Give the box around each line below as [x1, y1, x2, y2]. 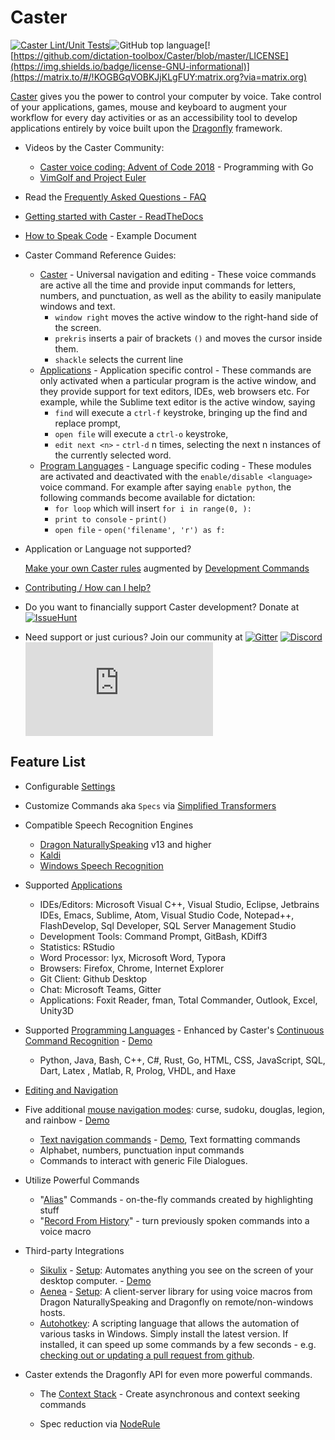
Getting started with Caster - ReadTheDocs [24, 210, 204, 222]
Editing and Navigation [24, 1084, 119, 1096]
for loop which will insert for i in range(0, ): [54, 502, 252, 514]
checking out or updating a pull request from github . [39, 1349, 255, 1361]
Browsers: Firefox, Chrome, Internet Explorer [39, 962, 225, 974]
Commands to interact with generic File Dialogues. [39, 1154, 248, 1166]
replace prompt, [54, 417, 121, 429]
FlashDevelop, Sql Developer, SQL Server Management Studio [39, 919, 297, 931]
